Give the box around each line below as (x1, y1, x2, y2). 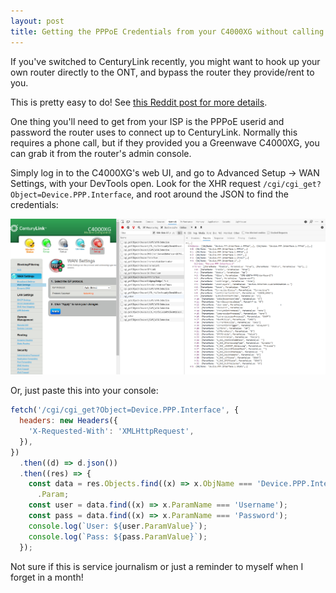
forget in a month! (10, 571, 84, 583)
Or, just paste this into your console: (10, 385, 159, 397)
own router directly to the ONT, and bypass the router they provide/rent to (10, 66, 315, 78)
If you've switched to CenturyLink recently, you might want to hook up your (10, 55, 321, 67)
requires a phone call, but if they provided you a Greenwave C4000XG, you (10, 136, 320, 149)
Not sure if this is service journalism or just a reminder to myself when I (10, 560, 304, 572)
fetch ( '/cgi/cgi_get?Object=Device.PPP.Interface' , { (10, 405, 240, 415)
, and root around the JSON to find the (131, 188, 289, 200)
